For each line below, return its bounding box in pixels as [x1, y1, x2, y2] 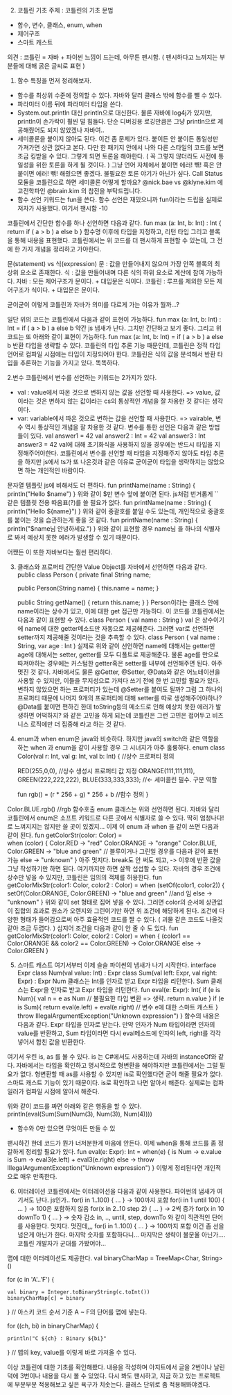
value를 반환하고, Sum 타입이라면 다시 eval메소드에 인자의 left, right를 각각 [17, 1029, 222, 1037]
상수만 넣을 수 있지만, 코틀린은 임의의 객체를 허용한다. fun [7, 873, 163, 881]
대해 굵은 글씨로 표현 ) [25, 62, 85, 69]
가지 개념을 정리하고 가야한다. [21, 245, 102, 253]
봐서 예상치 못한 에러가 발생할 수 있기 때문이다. [14, 534, 141, 541]
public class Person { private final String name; [17, 570, 151, 579]
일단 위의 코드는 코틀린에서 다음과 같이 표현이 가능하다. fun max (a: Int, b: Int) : [7, 315, 222, 323]
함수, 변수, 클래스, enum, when [17, 21, 102, 29]
